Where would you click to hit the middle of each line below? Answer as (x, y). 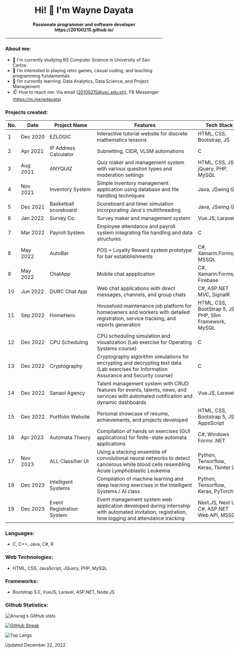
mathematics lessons (122, 140)
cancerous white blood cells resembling (143, 464)
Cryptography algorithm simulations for (143, 356)
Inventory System (70, 189)
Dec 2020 (33, 136)
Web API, (208, 515)
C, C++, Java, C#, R (33, 544)
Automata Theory (70, 437)
